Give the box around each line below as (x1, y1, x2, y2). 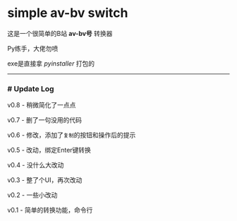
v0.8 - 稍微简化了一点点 (7, 101, 76, 109)
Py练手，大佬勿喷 (7, 44, 59, 52)
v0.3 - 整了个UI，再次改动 (7, 176, 83, 184)
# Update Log (7, 83, 54, 93)
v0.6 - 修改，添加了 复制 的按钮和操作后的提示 (7, 131, 136, 139)
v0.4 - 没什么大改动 (7, 161, 64, 169)
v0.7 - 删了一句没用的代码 (7, 116, 83, 124)
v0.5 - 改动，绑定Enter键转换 (7, 146, 92, 155)
